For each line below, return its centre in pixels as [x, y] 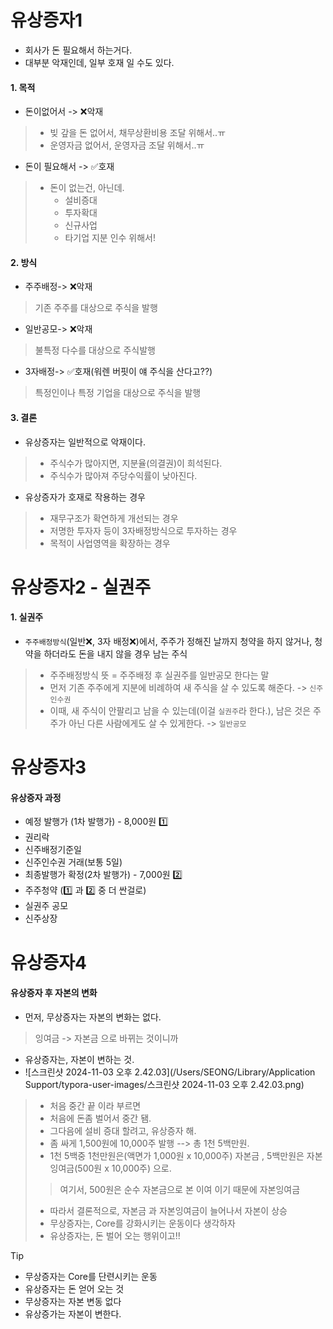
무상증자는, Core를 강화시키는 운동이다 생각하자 [142, 1223]
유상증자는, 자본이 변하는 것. [79, 1059]
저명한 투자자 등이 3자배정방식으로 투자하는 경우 [143, 530]
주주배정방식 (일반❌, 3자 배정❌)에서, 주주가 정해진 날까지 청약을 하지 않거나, [168, 641]
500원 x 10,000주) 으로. [124, 1168]
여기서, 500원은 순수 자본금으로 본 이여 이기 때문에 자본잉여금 [180, 1189]
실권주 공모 [46, 906]
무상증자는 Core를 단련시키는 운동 [91, 1276]
